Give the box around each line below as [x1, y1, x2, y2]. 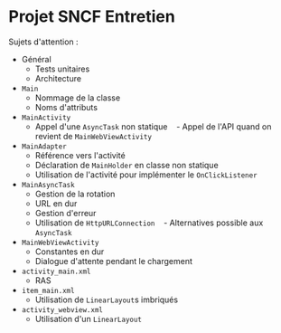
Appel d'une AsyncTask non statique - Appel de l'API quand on [34, 120, 272, 132]
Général [21, 53, 52, 64]
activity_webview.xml [21, 305, 103, 314]
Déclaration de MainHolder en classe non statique [34, 159, 219, 170]
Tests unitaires [34, 63, 90, 74]
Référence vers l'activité [34, 149, 126, 160]
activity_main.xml [21, 267, 91, 276]
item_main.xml [21, 286, 75, 295]
